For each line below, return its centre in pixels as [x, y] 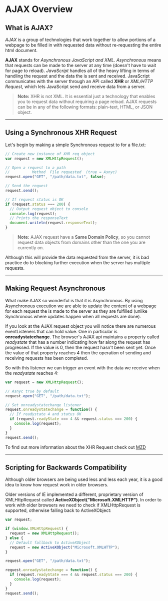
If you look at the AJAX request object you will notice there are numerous [80, 326]
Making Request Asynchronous [55, 288]
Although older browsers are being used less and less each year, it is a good [84, 479]
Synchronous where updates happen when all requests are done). [73, 316]
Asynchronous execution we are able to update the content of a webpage [81, 306]
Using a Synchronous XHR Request [61, 133]
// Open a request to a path [35, 168]
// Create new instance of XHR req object [50, 154]
